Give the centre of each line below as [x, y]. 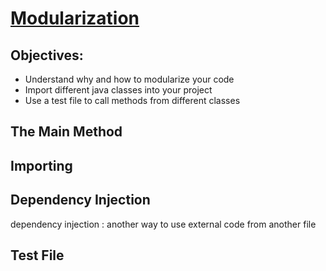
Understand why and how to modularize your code [129, 79]
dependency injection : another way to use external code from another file [163, 224]
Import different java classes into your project [118, 90]
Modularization [75, 18]
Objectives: [47, 55]
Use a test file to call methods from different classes [132, 100]
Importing [41, 165]
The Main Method [66, 132]
